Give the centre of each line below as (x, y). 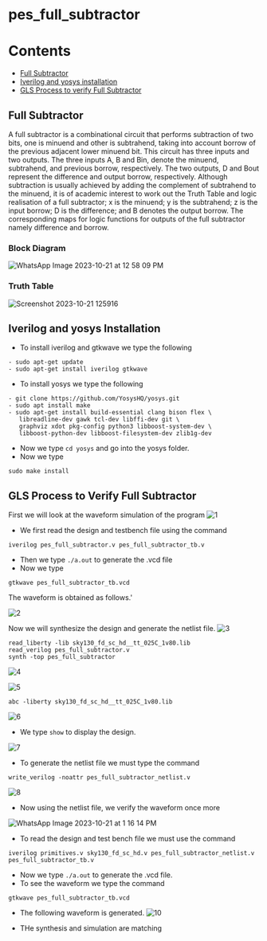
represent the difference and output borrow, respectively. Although (118, 176)
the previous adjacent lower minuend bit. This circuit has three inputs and (129, 151)
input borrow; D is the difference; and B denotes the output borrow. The (126, 210)
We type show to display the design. (78, 732)
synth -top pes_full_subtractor (62, 657)
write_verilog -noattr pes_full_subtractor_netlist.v (100, 778)
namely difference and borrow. (59, 227)
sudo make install (39, 472)
